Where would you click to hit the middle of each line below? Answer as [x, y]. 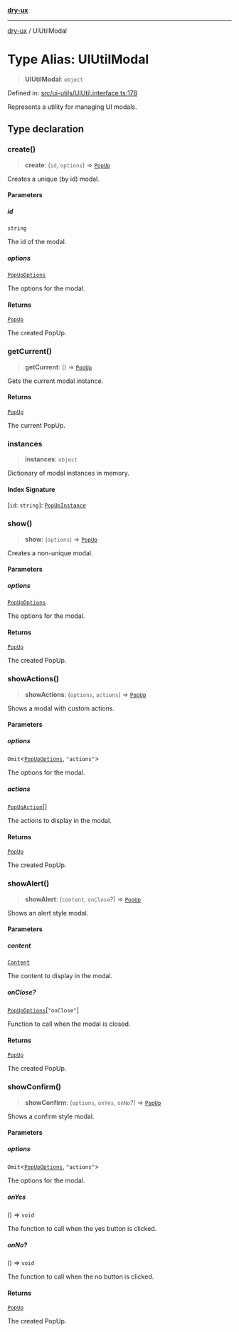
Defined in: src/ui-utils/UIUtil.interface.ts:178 [72, 93]
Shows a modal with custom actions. [61, 708]
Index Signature [31, 489]
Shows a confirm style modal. [51, 1116]
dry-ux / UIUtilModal [37, 31]
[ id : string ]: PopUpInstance [47, 505]
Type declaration [46, 129]
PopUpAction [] [27, 807]
